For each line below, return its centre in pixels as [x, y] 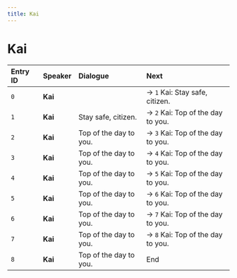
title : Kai [23, 14]
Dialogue [94, 76]
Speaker [57, 76]
